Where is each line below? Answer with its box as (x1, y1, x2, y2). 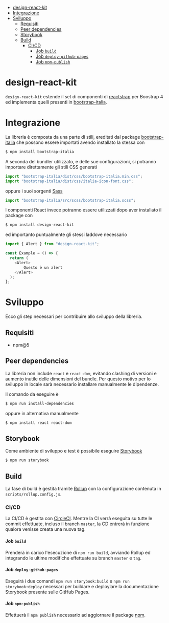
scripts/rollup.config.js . (5, 491, 62, 497)
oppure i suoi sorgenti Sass (5, 188, 63, 194)
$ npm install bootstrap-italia (5, 149, 74, 154)
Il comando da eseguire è (5, 391, 59, 397)
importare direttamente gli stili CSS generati (5, 164, 98, 170)
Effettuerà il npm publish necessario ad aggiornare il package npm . (5, 612, 146, 618)
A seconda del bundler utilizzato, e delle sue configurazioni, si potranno (5, 158, 157, 164)
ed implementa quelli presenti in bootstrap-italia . (5, 99, 107, 105)
